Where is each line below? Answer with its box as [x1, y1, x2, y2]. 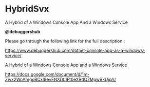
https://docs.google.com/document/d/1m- [5, 71, 90, 77]
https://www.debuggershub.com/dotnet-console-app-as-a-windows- [5, 47, 145, 53]
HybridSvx [5, 3, 49, 14]
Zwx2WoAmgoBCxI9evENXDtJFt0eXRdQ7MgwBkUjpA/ [5, 76, 116, 82]
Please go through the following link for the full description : [5, 38, 125, 44]
